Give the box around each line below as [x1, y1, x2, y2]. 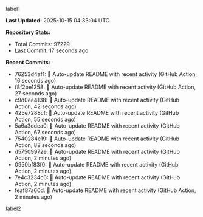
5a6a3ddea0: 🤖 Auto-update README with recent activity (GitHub [14, 122, 180, 129]
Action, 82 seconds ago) [14, 142, 77, 148]
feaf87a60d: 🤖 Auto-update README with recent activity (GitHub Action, [14, 187, 196, 194]
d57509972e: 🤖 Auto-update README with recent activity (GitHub [14, 148, 180, 155]
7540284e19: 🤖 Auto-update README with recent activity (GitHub [14, 135, 180, 142]
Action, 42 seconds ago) [14, 103, 77, 110]
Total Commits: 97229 [14, 41, 71, 47]
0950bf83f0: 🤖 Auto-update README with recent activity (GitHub [14, 161, 179, 168]
